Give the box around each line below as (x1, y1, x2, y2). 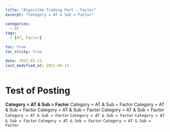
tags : (5, 31, 17, 36)
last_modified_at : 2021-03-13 (5, 63, 70, 68)
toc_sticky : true (5, 49, 42, 54)
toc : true (5, 45, 26, 50)
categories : (5, 21, 30, 26)
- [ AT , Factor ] (10, 35, 42, 40)
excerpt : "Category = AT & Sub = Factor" (5, 12, 94, 17)
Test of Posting (5, 84, 71, 96)
